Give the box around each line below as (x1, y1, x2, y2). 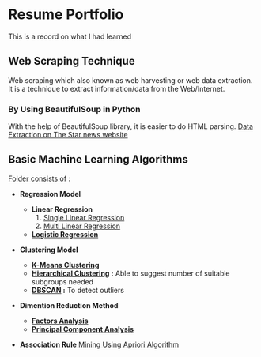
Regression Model (19, 189, 81, 198)
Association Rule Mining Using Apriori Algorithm (19, 340, 180, 349)
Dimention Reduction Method (19, 300, 119, 310)
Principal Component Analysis (31, 324, 134, 333)
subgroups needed (31, 276, 93, 286)
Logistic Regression (31, 229, 99, 239)
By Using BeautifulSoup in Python (8, 103, 141, 115)
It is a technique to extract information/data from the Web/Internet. (8, 84, 225, 93)
